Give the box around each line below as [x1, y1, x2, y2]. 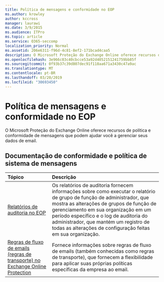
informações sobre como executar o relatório [52, 188, 155, 195]
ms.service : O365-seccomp [5, 39, 58, 44]
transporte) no [7, 257, 41, 264]
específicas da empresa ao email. [52, 266, 129, 273]
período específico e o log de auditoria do [52, 213, 148, 220]
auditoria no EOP [7, 209, 46, 216]
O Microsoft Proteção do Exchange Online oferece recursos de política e [5, 127, 151, 133]
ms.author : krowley [5, 12, 45, 17]
